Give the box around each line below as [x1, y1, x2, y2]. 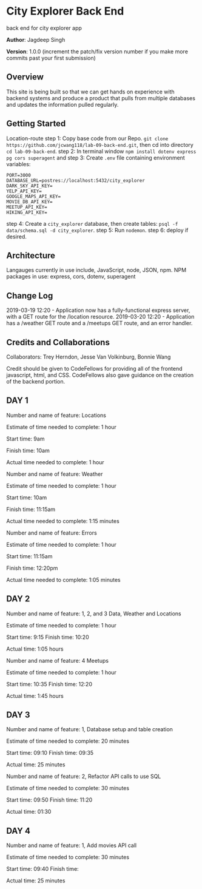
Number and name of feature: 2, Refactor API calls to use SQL [6, 772, 161, 780]
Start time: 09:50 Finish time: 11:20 [6, 796, 93, 803]
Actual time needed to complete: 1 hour [6, 458, 104, 465]
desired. [6, 232, 27, 240]
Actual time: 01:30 [6, 808, 52, 816]
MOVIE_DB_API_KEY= [6, 198, 53, 205]
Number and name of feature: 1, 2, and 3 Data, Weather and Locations [6, 610, 181, 617]
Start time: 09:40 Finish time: [6, 865, 79, 873]
